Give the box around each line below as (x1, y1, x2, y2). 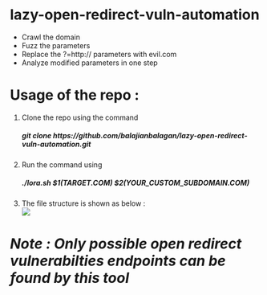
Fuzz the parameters (21, 40, 91, 50)
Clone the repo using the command (21, 113, 139, 122)
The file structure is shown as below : (21, 199, 146, 208)
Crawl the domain (21, 32, 80, 42)
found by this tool (10, 269, 130, 287)
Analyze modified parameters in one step (21, 58, 158, 68)
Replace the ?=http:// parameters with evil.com (21, 49, 177, 59)
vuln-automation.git (21, 139, 91, 150)
